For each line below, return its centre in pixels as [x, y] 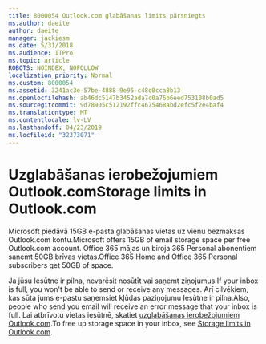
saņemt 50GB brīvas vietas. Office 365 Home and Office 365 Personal [123, 257]
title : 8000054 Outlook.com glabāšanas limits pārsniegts [107, 16]
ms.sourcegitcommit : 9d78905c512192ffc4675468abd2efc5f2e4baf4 [116, 105]
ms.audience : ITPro [41, 53]
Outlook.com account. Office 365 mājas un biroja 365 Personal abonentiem [133, 248]
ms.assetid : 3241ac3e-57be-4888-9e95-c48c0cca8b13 [95, 90]
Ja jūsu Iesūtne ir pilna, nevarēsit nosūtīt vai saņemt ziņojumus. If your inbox [133, 281]
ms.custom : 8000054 [41, 83]
